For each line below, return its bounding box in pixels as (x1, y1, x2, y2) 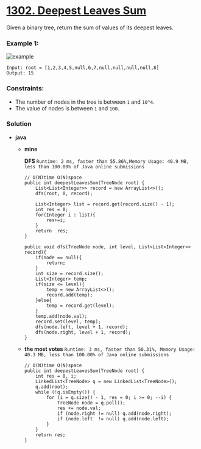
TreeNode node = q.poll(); (57, 400, 126, 406)
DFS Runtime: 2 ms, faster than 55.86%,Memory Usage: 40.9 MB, (24, 157, 189, 165)
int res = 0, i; (35, 373, 77, 379)
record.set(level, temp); (35, 318, 102, 325)
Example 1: (6, 39, 39, 48)
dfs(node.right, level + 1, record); (35, 329, 131, 336)
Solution (6, 120, 32, 128)
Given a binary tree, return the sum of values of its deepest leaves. (6, 24, 174, 31)
